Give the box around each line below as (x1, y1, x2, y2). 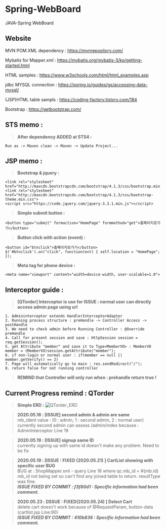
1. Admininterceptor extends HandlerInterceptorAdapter (5, 314, 123, 319)
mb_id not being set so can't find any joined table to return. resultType (17, 473, 161, 479)
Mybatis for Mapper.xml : (5, 57, 56, 63)
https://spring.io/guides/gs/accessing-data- (58, 81, 148, 87)
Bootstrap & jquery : (17, 170, 59, 176)
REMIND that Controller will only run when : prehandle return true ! (17, 375, 157, 380)
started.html (5, 62, 30, 68)
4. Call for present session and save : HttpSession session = (5, 335, 138, 341)
